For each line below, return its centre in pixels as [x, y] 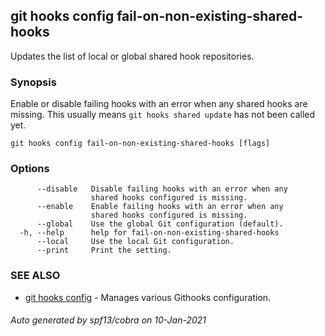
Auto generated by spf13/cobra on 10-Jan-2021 [108, 320]
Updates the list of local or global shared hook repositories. [132, 56]
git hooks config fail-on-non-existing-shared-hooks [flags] [140, 144]
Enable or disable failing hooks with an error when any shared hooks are [159, 104]
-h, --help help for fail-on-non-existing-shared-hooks [149, 233]
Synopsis [33, 82]
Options [30, 169]
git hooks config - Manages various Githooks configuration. [148, 297]
